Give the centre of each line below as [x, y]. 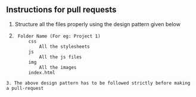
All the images [58, 67]
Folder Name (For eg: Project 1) [59, 36]
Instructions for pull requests [61, 10]
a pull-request [25, 88]
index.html [42, 73]
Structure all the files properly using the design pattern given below [97, 24]
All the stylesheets [65, 46]
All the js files [60, 57]
